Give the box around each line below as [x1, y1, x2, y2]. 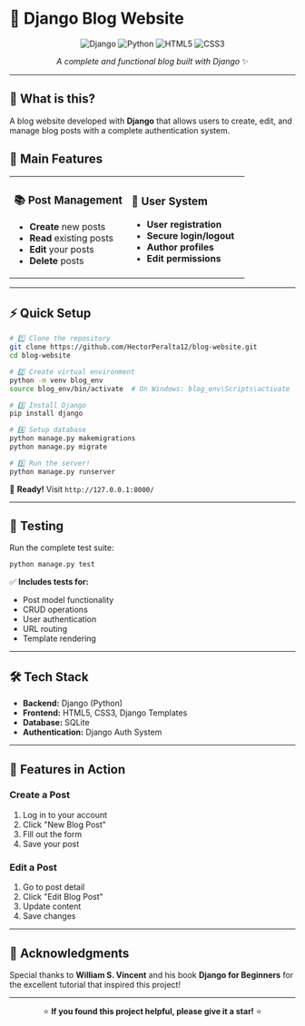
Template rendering [22, 633, 97, 644]
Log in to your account [22, 809, 107, 820]
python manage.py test [9, 560, 95, 569]
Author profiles [146, 241, 215, 253]
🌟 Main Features [9, 152, 103, 167]
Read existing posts [29, 232, 113, 244]
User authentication [22, 614, 97, 625]
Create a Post [9, 789, 71, 802]
